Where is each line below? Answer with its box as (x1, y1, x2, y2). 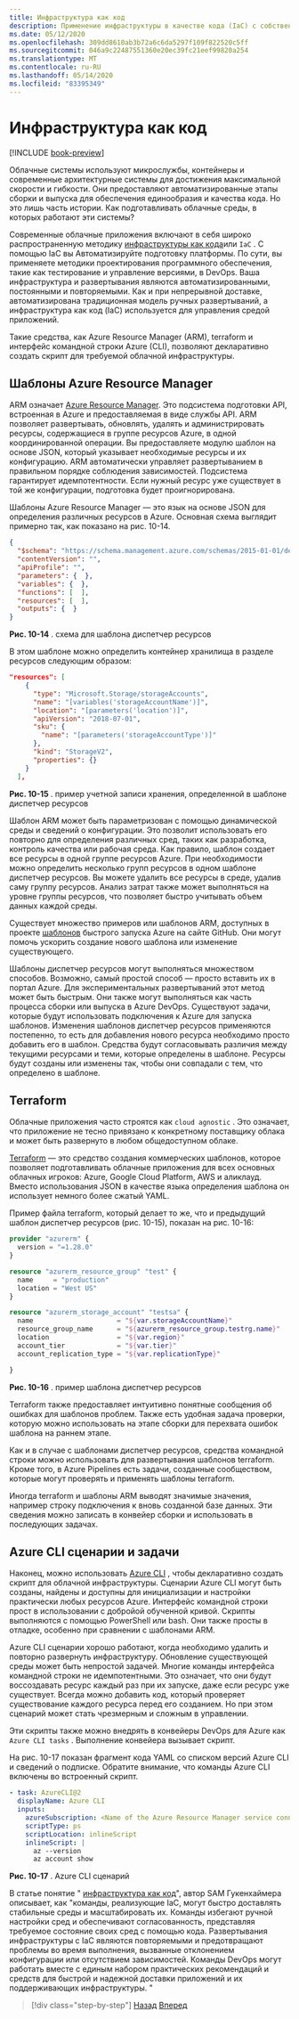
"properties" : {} (32, 755, 98, 764)
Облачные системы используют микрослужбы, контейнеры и (9, 164, 245, 175)
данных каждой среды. (9, 900, 98, 911)
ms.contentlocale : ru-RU (9, 63, 101, 72)
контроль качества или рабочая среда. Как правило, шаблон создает (9, 843, 275, 854)
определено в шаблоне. (9, 1067, 101, 1078)
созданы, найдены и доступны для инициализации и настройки (9, 1587, 251, 1598)
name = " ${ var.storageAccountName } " (17, 1316, 233, 1325)
